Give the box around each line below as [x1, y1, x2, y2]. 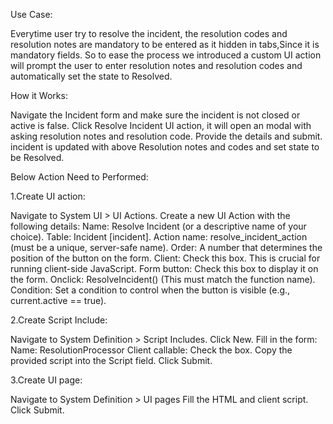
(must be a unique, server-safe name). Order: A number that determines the [10, 242, 323, 253]
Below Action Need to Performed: [10, 171, 149, 183]
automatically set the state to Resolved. [10, 70, 173, 82]
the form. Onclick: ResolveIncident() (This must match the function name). [10, 274, 316, 285]
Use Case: [10, 9, 53, 20]
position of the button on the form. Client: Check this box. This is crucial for [10, 252, 321, 264]
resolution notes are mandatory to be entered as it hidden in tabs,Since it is [10, 39, 320, 50]
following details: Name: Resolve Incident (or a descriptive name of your [10, 220, 307, 232]
